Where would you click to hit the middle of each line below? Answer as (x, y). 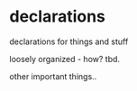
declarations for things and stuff (69, 41)
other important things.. (53, 76)
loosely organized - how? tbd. (64, 59)
